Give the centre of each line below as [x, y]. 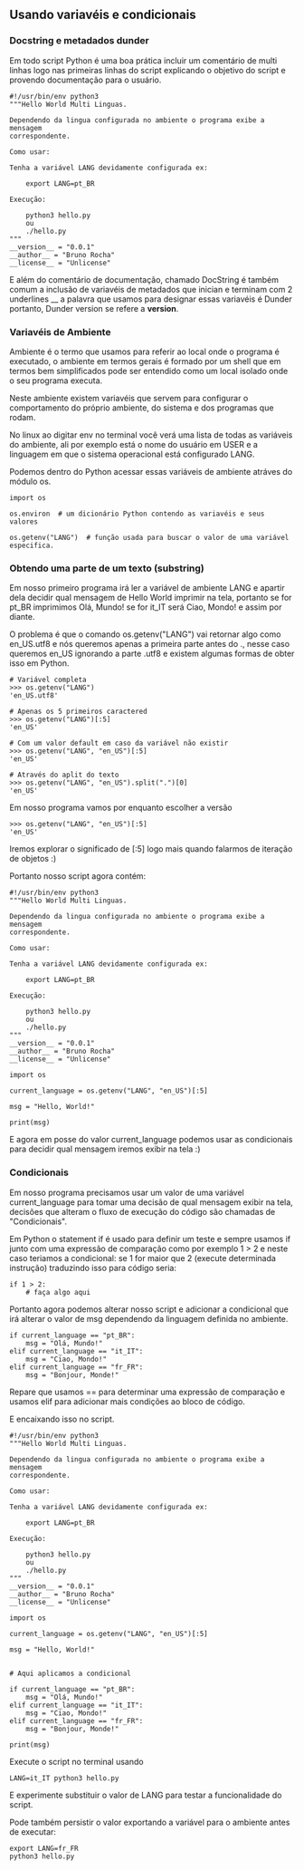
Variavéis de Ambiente [60, 332]
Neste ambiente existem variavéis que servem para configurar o [129, 398]
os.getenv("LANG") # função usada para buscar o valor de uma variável [149, 537]
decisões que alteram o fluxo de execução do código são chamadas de [142, 1211]
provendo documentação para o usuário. [85, 80]
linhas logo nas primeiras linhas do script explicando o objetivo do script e [148, 70]
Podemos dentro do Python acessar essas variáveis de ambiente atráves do [151, 471]
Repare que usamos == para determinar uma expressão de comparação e [147, 1392]
